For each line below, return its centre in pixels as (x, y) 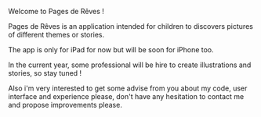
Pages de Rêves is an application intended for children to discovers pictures (130, 26)
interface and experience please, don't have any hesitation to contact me (126, 96)
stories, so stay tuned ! (45, 73)
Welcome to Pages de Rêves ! (56, 11)
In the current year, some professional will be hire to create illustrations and (130, 65)
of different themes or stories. (56, 35)
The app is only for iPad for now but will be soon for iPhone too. (111, 50)
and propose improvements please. (65, 105)
